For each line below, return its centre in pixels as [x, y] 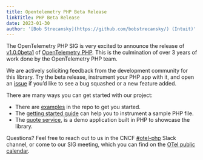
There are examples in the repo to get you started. [78, 107]
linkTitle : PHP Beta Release [43, 18]
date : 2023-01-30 [28, 23]
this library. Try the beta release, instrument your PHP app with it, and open [100, 77]
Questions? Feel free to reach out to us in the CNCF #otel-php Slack [92, 138]
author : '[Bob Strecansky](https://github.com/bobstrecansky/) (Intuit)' [101, 29]
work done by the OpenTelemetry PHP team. [62, 59]
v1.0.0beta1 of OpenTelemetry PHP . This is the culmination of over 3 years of [102, 53]
